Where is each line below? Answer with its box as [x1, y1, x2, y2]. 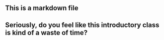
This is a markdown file [5, 4, 79, 12]
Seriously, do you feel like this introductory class [5, 21, 160, 29]
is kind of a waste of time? [5, 28, 88, 37]
